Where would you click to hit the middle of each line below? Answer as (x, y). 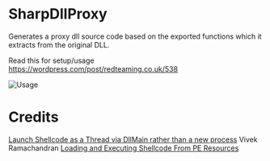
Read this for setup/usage (51, 60)
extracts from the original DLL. (59, 44)
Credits (34, 117)
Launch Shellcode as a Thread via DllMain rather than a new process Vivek (133, 139)
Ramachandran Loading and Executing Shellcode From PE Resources (124, 148)
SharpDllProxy (58, 14)
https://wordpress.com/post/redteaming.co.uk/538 (93, 68)
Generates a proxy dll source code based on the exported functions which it (135, 36)
